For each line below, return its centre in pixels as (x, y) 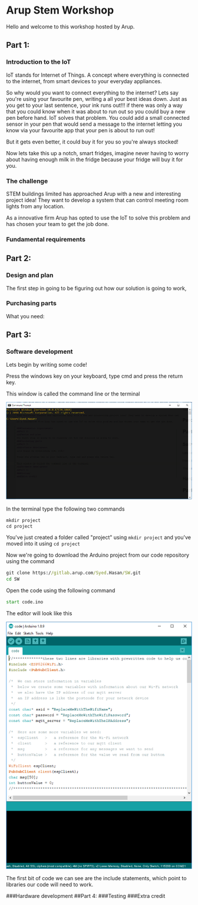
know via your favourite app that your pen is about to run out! (80, 130)
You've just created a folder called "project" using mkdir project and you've (99, 537)
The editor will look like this (39, 613)
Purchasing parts (32, 303)
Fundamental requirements (46, 239)
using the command (30, 561)
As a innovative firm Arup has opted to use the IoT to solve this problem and (98, 218)
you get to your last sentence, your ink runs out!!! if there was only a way (94, 105)
